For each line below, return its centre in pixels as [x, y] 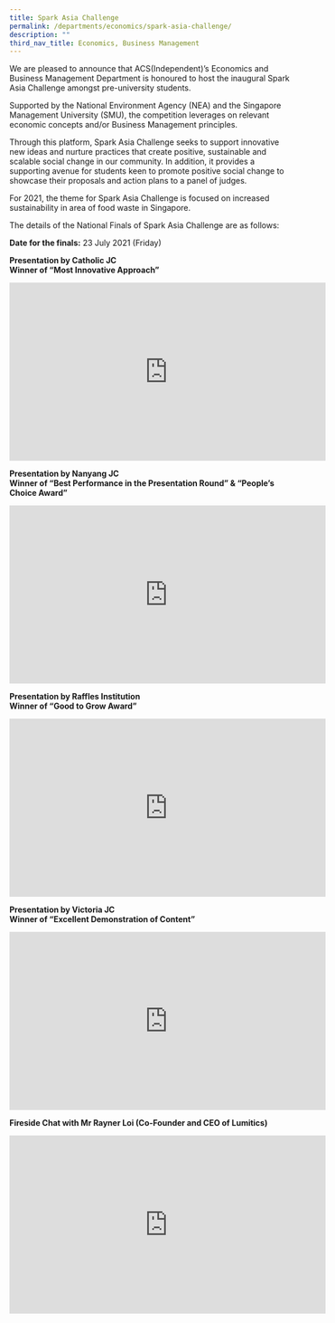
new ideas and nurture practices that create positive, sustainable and [138, 152]
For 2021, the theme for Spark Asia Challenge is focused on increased [140, 198]
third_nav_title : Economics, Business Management [105, 43]
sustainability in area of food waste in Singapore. [100, 208]
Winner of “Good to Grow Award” [73, 706]
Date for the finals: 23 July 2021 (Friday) [86, 243]
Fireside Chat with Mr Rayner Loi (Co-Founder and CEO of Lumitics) [139, 1123]
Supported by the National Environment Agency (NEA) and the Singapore [145, 106]
